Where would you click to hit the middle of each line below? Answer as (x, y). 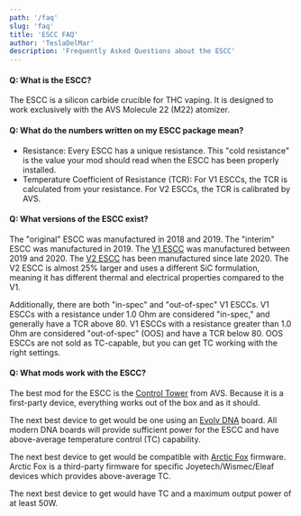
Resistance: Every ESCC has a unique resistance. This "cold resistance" (156, 151)
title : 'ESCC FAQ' (44, 34)
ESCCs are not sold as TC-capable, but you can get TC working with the (143, 343)
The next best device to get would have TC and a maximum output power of (150, 493)
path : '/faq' (34, 18)
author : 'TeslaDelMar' (52, 43)
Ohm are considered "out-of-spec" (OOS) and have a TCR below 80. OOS (146, 333)
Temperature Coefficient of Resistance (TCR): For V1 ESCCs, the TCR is (155, 179)
